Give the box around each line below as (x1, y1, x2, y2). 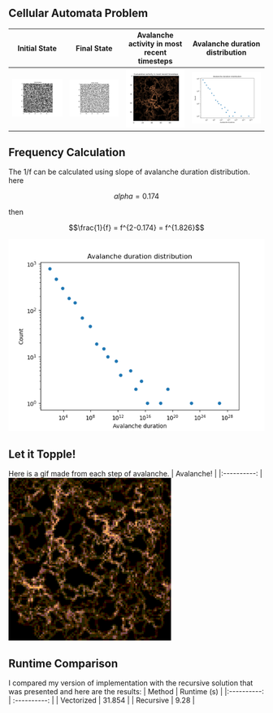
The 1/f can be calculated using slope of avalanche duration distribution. (8, 167, 250, 177)
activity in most (128, 39, 183, 49)
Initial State (17, 43, 57, 53)
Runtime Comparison (8, 656, 119, 670)
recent (143, 48, 167, 58)
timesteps (137, 56, 173, 66)
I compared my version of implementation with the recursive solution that (8, 678, 253, 688)
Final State (76, 43, 113, 53)
